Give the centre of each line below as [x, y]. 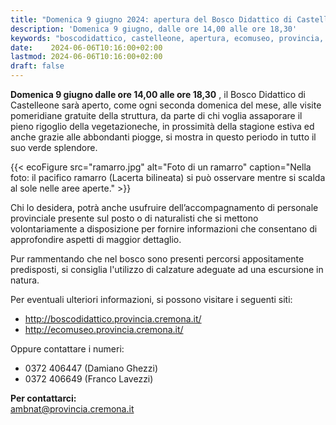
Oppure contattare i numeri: [67, 349]
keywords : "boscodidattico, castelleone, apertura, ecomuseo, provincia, [167, 38]
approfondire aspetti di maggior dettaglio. [96, 239]
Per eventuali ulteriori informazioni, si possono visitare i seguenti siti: [151, 299]
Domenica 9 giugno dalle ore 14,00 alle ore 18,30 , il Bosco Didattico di [158, 94]
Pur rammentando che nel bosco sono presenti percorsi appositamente [157, 259]
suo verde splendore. [54, 147]
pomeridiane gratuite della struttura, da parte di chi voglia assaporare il [156, 115]
